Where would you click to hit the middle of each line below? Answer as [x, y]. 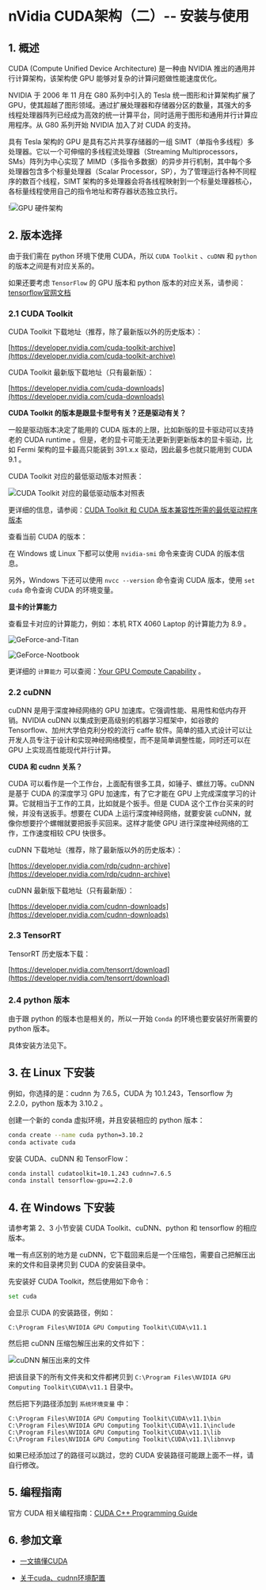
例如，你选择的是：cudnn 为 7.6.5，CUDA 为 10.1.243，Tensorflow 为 [121, 1093]
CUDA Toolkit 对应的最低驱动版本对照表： [76, 477]
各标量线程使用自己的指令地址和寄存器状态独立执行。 [95, 191]
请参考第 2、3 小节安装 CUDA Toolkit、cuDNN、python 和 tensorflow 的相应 [133, 1228]
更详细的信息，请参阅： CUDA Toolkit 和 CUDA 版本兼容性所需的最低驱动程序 [133, 510]
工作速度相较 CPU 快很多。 [66, 833]
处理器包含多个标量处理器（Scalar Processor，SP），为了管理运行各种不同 [129, 171]
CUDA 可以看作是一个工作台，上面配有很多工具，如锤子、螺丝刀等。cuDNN [131, 784]
